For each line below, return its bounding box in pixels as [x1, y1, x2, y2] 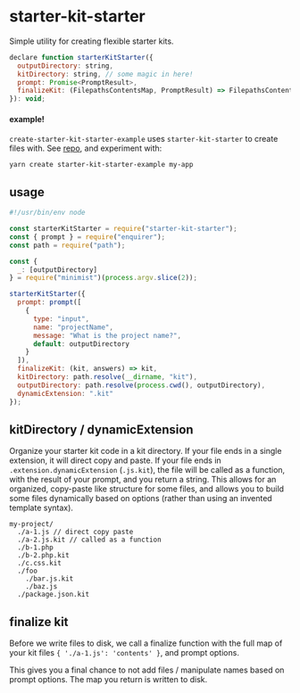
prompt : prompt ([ [17, 298, 82, 307]
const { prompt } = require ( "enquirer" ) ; [9, 232, 166, 242]
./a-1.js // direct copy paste [17, 528, 134, 537]
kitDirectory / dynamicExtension [9, 422, 194, 437]
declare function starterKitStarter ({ [9, 53, 154, 62]
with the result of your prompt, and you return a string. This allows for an [9, 474, 277, 485]
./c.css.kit [17, 559, 62, 568]
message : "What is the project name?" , [32, 331, 181, 340]
